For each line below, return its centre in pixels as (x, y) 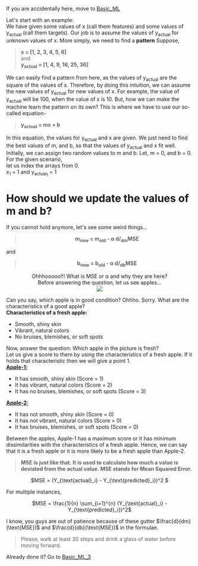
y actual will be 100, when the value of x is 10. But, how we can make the (93, 100)
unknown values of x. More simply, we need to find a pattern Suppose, (93, 40)
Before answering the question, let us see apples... (100, 283)
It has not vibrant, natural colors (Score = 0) (68, 420)
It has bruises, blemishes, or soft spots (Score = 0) (76, 427)
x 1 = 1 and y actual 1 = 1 (31, 173)
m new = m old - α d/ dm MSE (107, 240)
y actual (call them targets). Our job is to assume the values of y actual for (92, 33)
